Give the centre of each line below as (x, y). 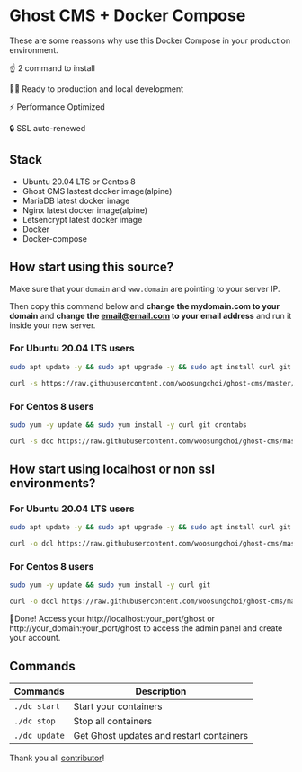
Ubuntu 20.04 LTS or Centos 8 (79, 182)
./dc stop (35, 721)
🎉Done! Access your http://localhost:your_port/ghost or (112, 619)
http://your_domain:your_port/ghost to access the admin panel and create (146, 628)
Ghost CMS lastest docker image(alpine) (97, 191)
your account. (35, 638)
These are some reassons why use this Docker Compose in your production (150, 40)
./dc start (37, 706)
